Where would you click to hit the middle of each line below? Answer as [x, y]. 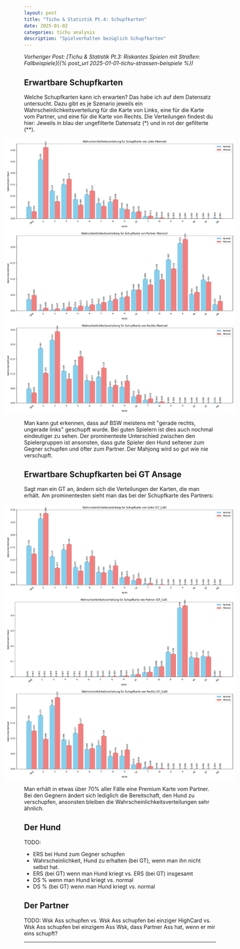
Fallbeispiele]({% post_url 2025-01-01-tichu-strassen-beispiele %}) [109, 63]
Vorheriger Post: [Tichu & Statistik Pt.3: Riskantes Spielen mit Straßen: [112, 57]
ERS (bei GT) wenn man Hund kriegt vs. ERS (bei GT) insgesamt [113, 873]
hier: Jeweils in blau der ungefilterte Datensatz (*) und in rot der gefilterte [116, 123]
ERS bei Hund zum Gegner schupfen [79, 854]
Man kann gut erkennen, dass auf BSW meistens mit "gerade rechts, [110, 423]
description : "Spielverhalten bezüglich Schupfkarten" [95, 39]
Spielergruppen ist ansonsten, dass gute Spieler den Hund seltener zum [114, 442]
